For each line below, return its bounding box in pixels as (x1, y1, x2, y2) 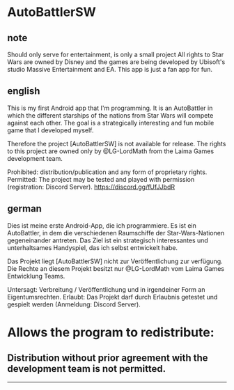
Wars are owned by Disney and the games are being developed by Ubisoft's (7, 58, 226, 66)
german (7, 203, 42, 214)
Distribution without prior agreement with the (7, 352, 208, 364)
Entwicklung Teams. (7, 272, 65, 280)
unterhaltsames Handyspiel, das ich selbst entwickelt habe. (7, 243, 178, 251)
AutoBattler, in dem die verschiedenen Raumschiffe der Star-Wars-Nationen (7, 228, 225, 237)
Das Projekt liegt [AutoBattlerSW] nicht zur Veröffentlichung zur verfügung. (7, 257, 223, 265)
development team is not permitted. (7, 363, 166, 375)
